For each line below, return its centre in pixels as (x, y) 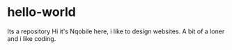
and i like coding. (32, 38)
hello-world (42, 12)
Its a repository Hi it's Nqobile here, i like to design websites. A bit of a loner (116, 31)
